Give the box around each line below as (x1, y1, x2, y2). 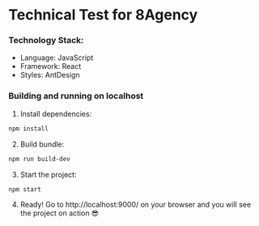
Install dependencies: (19, 109, 92, 118)
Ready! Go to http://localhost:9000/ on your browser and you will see (19, 200, 252, 210)
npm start (8, 185, 42, 194)
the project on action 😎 (19, 208, 100, 218)
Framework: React (19, 62, 82, 71)
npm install (8, 124, 49, 133)
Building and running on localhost (8, 91, 144, 102)
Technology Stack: (8, 35, 84, 46)
